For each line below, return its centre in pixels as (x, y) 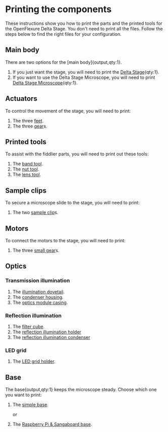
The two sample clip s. (35, 212)
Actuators (21, 99)
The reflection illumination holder (47, 332)
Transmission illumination (38, 281)
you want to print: (23, 395)
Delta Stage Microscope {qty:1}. (45, 82)
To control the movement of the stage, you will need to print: (68, 111)
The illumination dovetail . (38, 291)
